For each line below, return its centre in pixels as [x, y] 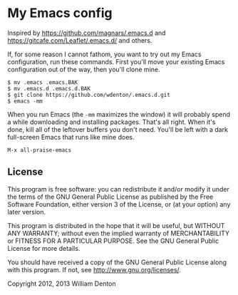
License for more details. [44, 248]
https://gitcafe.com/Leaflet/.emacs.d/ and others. [80, 40]
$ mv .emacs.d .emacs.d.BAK [49, 88]
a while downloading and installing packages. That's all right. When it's [112, 122]
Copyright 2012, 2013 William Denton [62, 284]
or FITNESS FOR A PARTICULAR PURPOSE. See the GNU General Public [113, 241]
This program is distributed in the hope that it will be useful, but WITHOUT [116, 225]
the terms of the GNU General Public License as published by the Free [110, 197]
